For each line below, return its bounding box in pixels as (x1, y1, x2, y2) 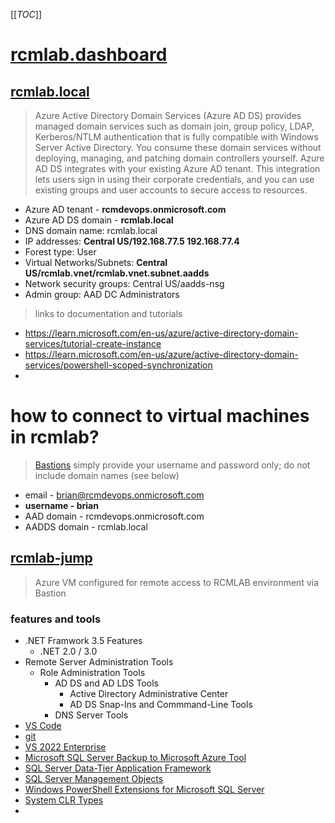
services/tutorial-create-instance (24, 338, 162, 349)
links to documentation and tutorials (34, 308, 183, 319)
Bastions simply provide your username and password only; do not (34, 459, 311, 471)
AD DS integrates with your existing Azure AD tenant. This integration (34, 163, 321, 174)
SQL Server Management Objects (24, 773, 164, 785)
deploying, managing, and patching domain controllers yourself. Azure (34, 152, 325, 164)
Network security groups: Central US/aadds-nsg (24, 278, 225, 289)
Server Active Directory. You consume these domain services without (34, 142, 322, 153)
